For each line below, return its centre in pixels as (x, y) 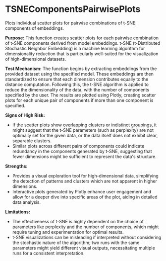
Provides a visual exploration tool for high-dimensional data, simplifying (85, 175)
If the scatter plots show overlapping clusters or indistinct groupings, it (84, 125)
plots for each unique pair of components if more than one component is (79, 100)
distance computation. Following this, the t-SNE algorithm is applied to (77, 84)
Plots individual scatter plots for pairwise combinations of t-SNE (70, 23)
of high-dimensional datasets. (36, 59)
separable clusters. (32, 141)
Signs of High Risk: (25, 115)
